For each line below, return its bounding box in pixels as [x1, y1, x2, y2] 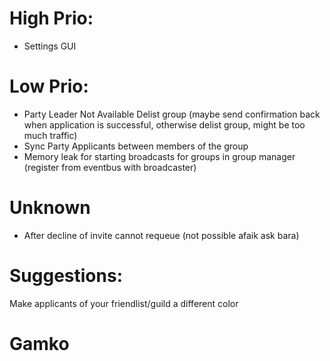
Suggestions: [9, 265, 123, 287]
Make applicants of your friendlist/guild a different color [9, 297, 239, 309]
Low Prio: [9, 75, 89, 98]
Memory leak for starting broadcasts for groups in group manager [23, 150, 296, 162]
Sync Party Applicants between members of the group [23, 140, 249, 152]
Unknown [9, 197, 91, 219]
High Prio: [9, 7, 94, 30]
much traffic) [23, 129, 78, 141]
